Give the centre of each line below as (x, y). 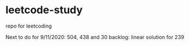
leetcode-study (44, 10)
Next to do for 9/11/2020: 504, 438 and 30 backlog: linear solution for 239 (95, 37)
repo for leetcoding (29, 26)
